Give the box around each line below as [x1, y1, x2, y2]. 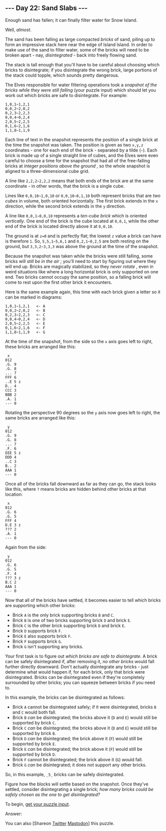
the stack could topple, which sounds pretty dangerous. [5, 72, 119, 78]
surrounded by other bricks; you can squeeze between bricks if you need [5, 679, 155, 685]
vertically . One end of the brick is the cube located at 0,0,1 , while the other [5, 218, 159, 224]
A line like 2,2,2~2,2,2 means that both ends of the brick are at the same [5, 178, 154, 184]
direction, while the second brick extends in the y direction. [5, 203, 126, 209]
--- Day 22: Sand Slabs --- [5, 4, 88, 12]
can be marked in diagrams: [5, 294, 62, 300]
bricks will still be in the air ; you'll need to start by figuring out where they [5, 258, 157, 264]
